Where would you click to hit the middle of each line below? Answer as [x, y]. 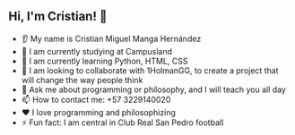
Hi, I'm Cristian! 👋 [58, 17]
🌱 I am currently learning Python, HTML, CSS [104, 61]
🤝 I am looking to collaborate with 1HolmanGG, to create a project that [150, 70]
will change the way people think [82, 80]
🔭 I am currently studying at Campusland [96, 51]
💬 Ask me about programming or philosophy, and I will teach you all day [153, 89]
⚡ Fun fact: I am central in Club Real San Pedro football [122, 122]
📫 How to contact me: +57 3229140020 [96, 99]
